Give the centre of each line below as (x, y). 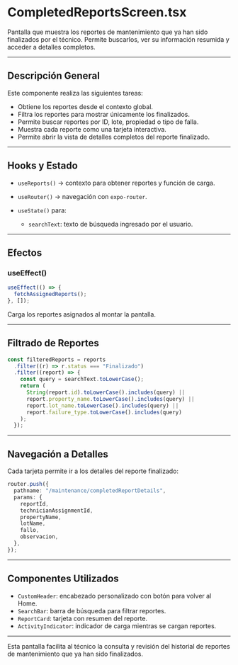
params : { (28, 497)
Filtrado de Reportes (53, 343)
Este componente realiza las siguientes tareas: (75, 93)
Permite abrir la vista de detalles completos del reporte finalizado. (114, 137)
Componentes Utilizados (63, 579)
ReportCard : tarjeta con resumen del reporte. (82, 618)
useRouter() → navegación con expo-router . (82, 196)
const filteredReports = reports (57, 359)
